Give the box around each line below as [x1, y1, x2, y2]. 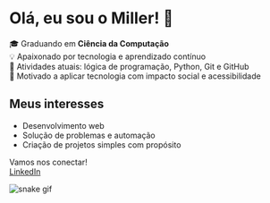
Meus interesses [9, 97, 105, 112]
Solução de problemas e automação [21, 130, 156, 140]
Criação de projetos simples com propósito [21, 139, 181, 150]
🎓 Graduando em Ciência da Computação [9, 38, 170, 48]
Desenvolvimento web [21, 120, 105, 131]
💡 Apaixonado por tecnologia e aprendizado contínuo [9, 51, 207, 62]
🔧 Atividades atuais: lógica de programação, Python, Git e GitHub [9, 61, 249, 72]
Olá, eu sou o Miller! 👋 [9, 8, 174, 29]
